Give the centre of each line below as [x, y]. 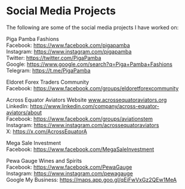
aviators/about [24, 112]
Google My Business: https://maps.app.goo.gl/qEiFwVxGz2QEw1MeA [92, 179]
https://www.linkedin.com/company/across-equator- [94, 106]
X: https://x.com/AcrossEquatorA [47, 131]
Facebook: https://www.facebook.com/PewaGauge [69, 167]
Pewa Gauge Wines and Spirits [44, 160]
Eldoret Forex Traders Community [48, 82]
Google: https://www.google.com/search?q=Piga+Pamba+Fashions [90, 64]
